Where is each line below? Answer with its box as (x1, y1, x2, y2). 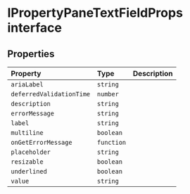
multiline (11, 129, 44, 136)
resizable (11, 158, 44, 166)
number (97, 90, 120, 98)
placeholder (11, 148, 51, 156)
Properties (7, 48, 55, 60)
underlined (11, 167, 47, 175)
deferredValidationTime (11, 90, 91, 98)
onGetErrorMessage (11, 138, 72, 146)
